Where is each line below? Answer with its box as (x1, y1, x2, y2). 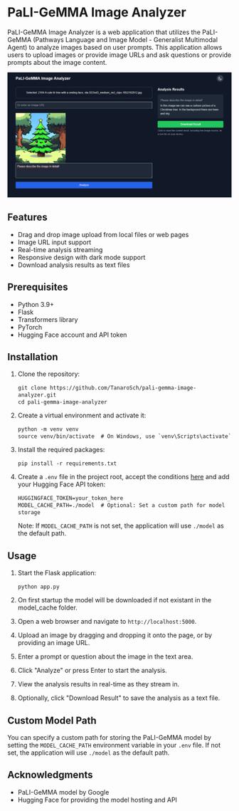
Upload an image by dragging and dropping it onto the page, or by (17, 631, 212, 639)
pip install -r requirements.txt (17, 460, 117, 467)
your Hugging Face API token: (17, 480, 106, 488)
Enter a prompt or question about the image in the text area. (17, 652, 193, 661)
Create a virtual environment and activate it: (17, 411, 147, 420)
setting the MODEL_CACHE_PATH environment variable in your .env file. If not (7, 741, 221, 750)
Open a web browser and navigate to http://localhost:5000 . (17, 617, 197, 626)
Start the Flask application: (17, 569, 97, 577)
